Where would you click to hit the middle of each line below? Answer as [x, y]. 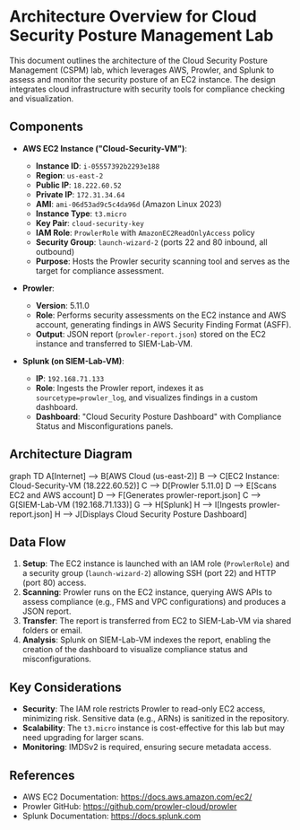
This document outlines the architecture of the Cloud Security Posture [139, 60]
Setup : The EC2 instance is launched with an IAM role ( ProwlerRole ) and [156, 564]
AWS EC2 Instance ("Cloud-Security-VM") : [105, 148]
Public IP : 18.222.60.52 [79, 185]
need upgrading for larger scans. [83, 738]
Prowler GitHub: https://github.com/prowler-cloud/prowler [129, 806]
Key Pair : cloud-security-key [90, 223]
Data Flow [38, 542]
